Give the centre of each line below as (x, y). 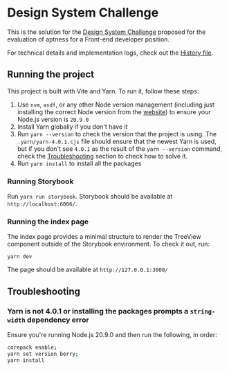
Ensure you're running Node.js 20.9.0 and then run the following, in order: (112, 335)
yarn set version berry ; (43, 354)
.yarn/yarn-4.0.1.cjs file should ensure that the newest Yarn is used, (117, 141)
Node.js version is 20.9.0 (53, 119)
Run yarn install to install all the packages (79, 163)
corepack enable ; (32, 347)
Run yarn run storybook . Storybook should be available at (90, 197)
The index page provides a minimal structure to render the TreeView (104, 237)
